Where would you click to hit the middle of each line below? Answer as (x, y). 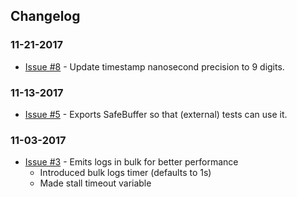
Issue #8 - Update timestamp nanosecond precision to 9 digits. (154, 66)
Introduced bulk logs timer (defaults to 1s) (125, 173)
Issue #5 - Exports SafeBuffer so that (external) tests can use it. (156, 114)
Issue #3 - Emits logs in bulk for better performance (131, 162)
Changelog (45, 16)
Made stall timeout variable (95, 183)
